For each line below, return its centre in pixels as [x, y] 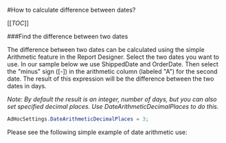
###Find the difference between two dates [68, 36]
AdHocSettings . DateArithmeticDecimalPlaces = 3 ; [78, 119]
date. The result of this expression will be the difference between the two [111, 79]
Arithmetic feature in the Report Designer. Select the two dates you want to [113, 57]
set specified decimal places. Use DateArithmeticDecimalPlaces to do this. [113, 106]
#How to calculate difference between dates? [71, 10]
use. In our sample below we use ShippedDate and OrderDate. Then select [113, 64]
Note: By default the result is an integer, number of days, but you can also [112, 99]
